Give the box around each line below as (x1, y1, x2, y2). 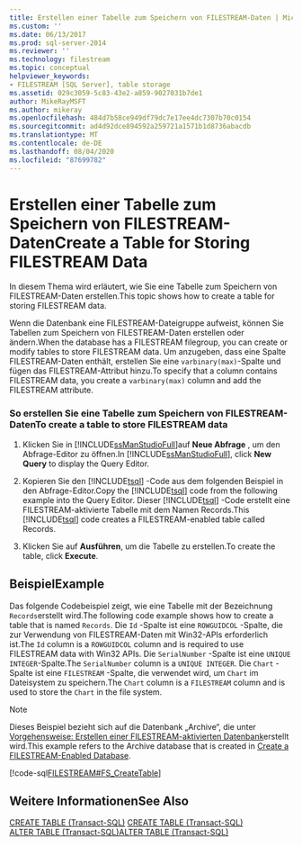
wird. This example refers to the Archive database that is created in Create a (9, 740, 289, 751)
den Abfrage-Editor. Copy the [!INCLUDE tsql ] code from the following (22, 485, 279, 496)
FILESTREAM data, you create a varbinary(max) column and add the (9, 375, 262, 386)
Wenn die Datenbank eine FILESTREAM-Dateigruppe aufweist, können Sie (9, 318, 285, 328)
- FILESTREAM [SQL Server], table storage (9, 80, 171, 89)
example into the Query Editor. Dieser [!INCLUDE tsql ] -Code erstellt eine (22, 494, 290, 505)
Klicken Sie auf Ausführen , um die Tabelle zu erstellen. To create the (22, 541, 276, 552)
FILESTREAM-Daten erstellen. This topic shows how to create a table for (9, 291, 275, 301)
